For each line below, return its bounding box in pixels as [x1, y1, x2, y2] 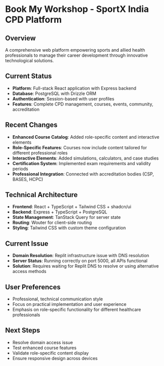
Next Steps [5, 326, 40, 335]
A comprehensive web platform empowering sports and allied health [5, 47, 145, 53]
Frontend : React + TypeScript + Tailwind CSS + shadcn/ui [12, 204, 132, 210]
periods [12, 166, 28, 172]
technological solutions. [5, 58, 54, 63]
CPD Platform [5, 14, 62, 25]
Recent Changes [5, 121, 58, 129]
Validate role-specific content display [12, 350, 89, 356]
